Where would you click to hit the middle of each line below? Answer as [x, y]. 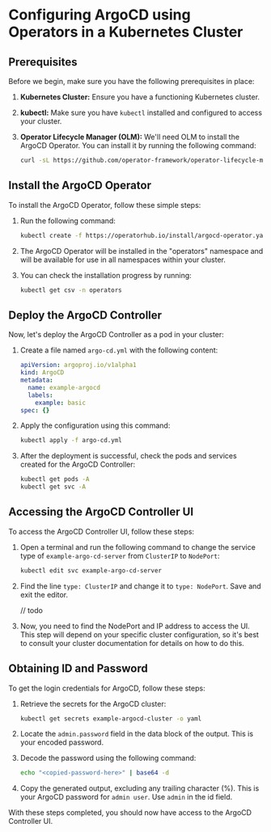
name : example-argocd [64, 387]
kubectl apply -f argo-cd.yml [71, 441]
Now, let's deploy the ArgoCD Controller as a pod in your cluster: [116, 335]
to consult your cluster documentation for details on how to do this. [132, 643]
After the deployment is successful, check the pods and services [128, 456]
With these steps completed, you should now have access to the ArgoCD [130, 813]
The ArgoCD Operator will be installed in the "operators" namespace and [142, 251]
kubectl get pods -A [55, 479]
